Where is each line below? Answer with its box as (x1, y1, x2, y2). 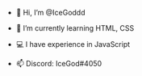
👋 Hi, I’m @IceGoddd (15, 8, 86, 17)
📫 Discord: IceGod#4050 (15, 59, 102, 68)
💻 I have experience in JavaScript (15, 40, 131, 49)
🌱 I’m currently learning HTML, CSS (15, 23, 135, 32)
